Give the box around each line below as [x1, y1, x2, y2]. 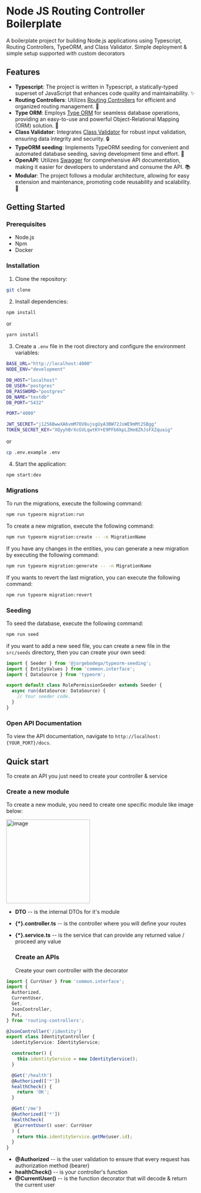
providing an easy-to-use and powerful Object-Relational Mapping [14, 116, 179, 123]
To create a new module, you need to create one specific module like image [6, 801, 194, 809]
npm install [6, 309, 36, 315]
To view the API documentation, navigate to [6, 733, 114, 740]
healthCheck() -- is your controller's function [14, 1168, 128, 1176]
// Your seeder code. [17, 694, 71, 700]
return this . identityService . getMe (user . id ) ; [17, 1133, 133, 1139]
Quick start [6, 756, 49, 766]
